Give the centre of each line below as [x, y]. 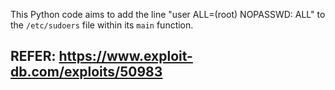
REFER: [33, 56]
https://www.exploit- [125, 56]
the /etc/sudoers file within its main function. [102, 25]
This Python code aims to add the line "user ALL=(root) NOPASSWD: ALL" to [168, 14]
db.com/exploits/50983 [86, 72]
